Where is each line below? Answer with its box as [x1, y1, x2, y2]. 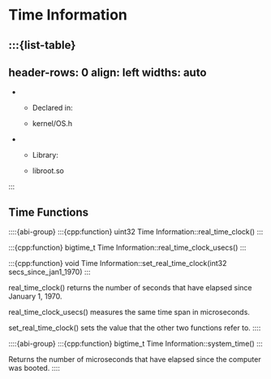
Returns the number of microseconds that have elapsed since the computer [8, 355, 261, 364]
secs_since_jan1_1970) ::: [8, 267, 91, 277]
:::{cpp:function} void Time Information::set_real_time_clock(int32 [8, 259, 227, 268]
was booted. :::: [8, 364, 61, 373]
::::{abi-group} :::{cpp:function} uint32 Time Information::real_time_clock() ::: [8, 227, 264, 237]
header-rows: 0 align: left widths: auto [8, 65, 207, 79]
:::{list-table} [8, 38, 76, 52]
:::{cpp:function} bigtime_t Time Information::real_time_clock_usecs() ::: [8, 242, 247, 253]
